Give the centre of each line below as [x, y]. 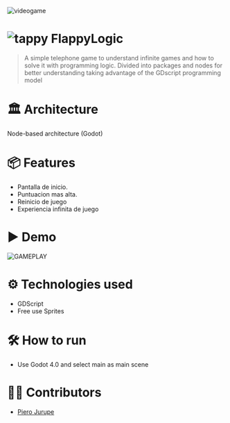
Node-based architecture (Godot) [55, 133]
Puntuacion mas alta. [47, 194]
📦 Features [42, 163]
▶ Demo [32, 237]
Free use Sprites [41, 311]
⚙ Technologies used [70, 284]
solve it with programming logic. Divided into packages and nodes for [123, 65]
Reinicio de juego [42, 201]
